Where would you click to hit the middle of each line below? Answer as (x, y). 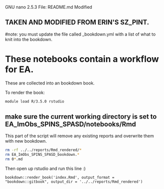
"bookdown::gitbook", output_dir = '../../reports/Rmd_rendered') (74, 182)
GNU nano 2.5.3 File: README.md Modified (49, 7)
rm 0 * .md (14, 159)
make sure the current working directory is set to (81, 117)
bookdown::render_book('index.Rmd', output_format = (60, 178)
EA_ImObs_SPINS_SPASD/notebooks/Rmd (71, 124)
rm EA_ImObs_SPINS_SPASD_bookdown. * (42, 155)
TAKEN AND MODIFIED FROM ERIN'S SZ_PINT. (77, 22)
